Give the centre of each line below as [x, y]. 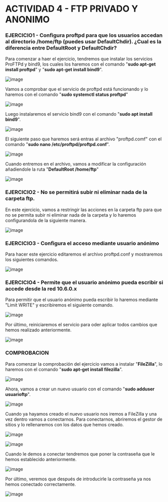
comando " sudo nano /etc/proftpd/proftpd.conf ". [58, 144]
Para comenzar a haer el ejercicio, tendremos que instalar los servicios [79, 59]
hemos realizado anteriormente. [38, 330]
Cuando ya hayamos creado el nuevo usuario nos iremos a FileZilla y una [81, 414]
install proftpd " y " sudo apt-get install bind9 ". [54, 70]
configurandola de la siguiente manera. [46, 220]
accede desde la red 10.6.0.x [41, 289]
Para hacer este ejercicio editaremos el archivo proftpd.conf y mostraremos [84, 254]
